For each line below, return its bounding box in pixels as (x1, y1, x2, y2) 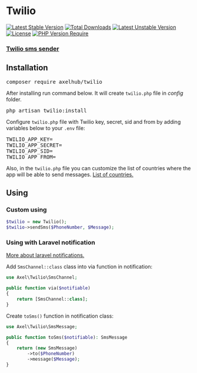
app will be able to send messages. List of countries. (6, 171, 134, 178)
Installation (6, 63, 48, 73)
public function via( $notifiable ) (6, 285, 91, 291)
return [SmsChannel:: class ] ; (16, 296, 88, 302)
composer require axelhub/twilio (6, 78, 103, 85)
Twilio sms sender (6, 44, 59, 52)
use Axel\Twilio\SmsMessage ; (6, 324, 78, 329)
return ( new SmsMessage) (16, 345, 78, 351)
